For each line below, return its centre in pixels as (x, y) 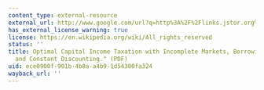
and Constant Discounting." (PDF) (71, 59)
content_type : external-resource (63, 15)
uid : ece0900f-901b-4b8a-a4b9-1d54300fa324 (81, 67)
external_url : (31, 23)
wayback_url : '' (35, 74)
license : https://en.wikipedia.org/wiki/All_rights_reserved (110, 37)
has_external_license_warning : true (68, 30)
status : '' (26, 45)
